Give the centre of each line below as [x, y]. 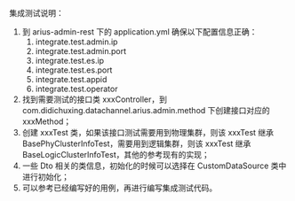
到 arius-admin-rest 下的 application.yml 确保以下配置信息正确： [140, 32]
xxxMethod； [47, 121]
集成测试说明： [36, 13]
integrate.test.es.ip [70, 61]
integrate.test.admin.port [81, 51]
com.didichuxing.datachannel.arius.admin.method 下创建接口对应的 [146, 110]
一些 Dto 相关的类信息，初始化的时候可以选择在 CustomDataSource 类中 [154, 166]
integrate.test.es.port [74, 70]
